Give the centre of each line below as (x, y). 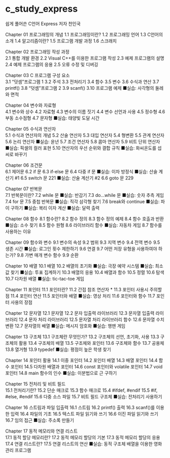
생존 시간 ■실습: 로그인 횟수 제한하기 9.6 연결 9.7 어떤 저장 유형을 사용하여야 (81, 248)
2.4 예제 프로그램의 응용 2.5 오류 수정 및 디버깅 (52, 64)
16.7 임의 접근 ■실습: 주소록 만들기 (40, 420)
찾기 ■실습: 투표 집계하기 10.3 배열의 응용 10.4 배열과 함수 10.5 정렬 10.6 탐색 (87, 272)
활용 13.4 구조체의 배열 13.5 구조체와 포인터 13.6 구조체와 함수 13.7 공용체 (91, 343)
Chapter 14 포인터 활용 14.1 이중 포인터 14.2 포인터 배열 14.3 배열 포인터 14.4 (81, 360)
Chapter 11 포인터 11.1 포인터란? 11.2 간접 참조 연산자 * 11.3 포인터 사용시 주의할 (84, 289)
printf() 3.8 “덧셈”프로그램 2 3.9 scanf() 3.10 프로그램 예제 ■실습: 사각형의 (80, 88)
